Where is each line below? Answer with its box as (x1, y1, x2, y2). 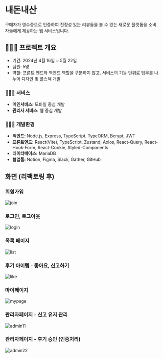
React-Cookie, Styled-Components (37, 145, 109, 151)
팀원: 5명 (12, 63, 29, 69)
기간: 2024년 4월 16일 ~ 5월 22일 (12, 57, 77, 63)
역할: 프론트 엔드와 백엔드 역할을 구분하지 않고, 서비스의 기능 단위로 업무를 (12, 70, 153, 76)
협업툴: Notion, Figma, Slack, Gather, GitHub (12, 156, 101, 162)
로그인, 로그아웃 (5, 213, 41, 220)
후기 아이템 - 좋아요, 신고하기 (5, 262, 70, 269)
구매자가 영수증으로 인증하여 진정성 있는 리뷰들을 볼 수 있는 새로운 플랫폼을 (5, 22, 148, 27)
